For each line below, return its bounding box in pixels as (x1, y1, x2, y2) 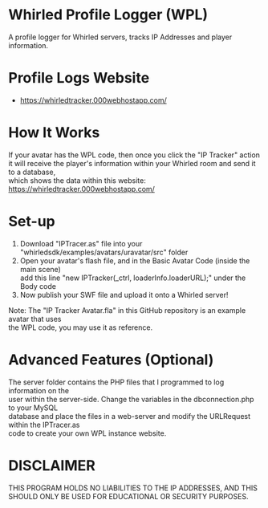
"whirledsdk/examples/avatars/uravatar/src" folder (19, 247, 189, 257)
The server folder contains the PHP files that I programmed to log (8, 377, 225, 387)
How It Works (8, 124, 100, 142)
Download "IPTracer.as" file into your (19, 238, 143, 248)
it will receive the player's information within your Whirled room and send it (8, 158, 256, 168)
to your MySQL (8, 403, 59, 412)
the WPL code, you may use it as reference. (8, 323, 153, 332)
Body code (19, 281, 56, 291)
